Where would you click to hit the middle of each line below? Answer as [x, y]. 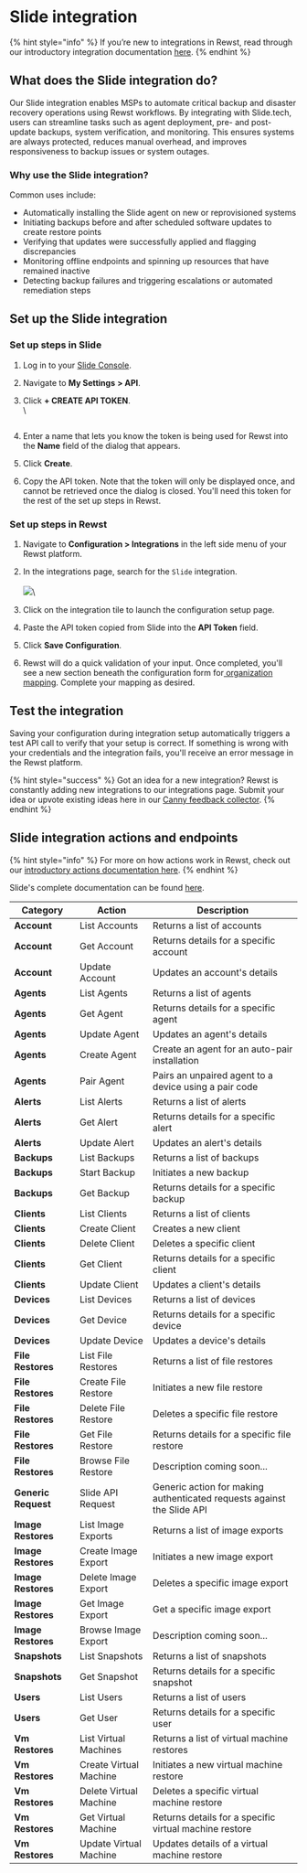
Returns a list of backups [206, 1157]
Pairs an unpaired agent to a [213, 1075]
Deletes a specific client [204, 1243]
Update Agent [109, 1033]
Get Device [103, 1320]
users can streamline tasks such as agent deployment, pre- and [129, 122]
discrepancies [49, 252]
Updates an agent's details [210, 1033]
